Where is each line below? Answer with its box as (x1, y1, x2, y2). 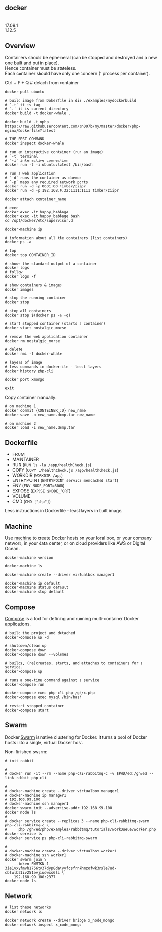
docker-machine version (5, 555, 54, 560)
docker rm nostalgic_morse (5, 338, 60, 343)
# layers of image (5, 360, 42, 365)
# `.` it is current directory (5, 107, 69, 111)
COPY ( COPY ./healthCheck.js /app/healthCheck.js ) (12, 467, 119, 473)
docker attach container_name (5, 196, 67, 202)
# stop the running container (5, 295, 67, 300)
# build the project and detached (5, 631, 76, 636)
